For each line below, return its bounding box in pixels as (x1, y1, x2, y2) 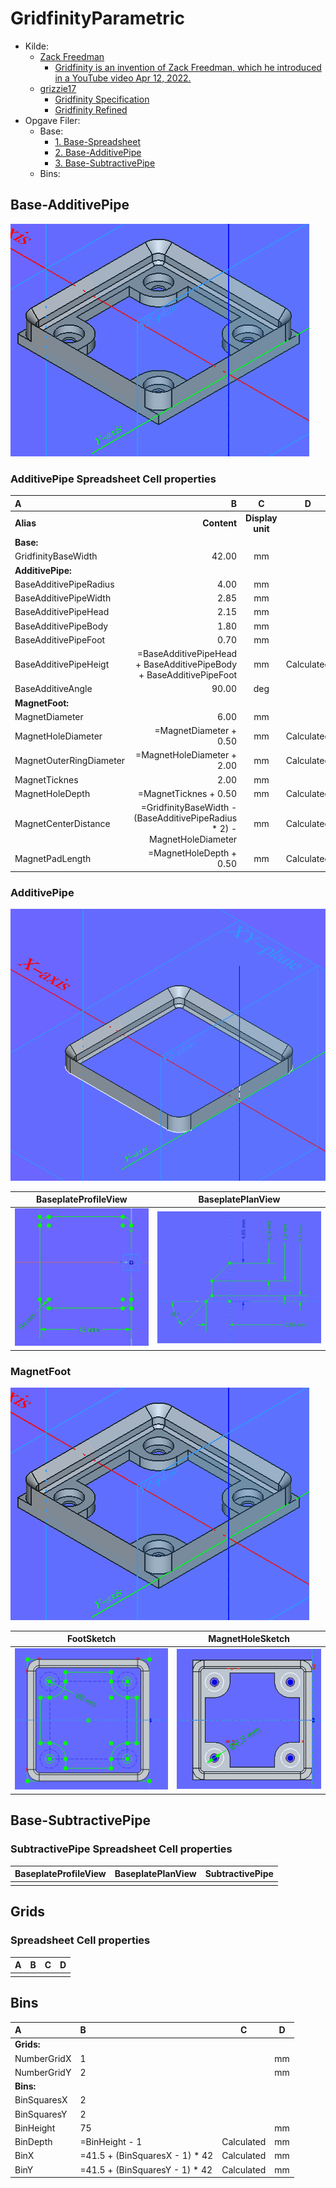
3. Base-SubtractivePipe (54, 157, 156, 169)
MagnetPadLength (14, 852, 92, 864)
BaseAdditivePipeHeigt (14, 658, 110, 671)
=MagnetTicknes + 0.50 (137, 787, 238, 799)
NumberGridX (14, 2052, 72, 2064)
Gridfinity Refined (54, 103, 128, 116)
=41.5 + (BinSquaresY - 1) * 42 (79, 2163, 213, 2176)
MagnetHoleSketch (208, 1633, 290, 1645)
